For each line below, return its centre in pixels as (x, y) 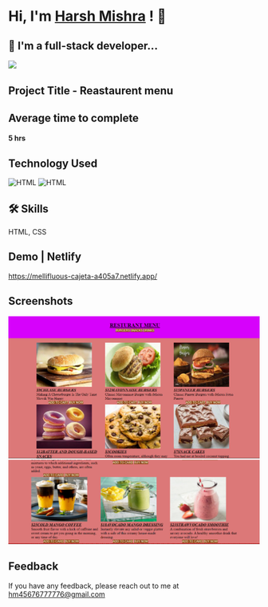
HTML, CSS (28, 232)
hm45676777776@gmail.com (57, 594)
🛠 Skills (29, 209)
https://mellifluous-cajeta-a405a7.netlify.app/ (83, 276)
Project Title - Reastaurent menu (91, 91)
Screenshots (41, 301)
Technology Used (53, 163)
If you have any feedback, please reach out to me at (94, 585)
